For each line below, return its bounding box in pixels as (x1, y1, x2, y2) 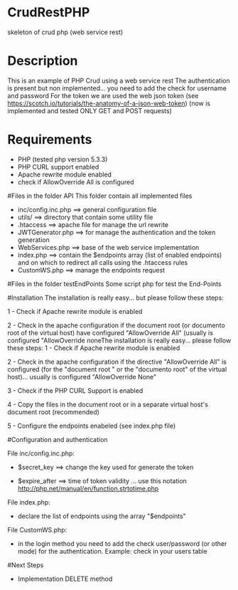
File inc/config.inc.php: (7, 449, 75, 458)
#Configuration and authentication (7, 435, 108, 443)
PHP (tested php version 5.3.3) (17, 154, 108, 164)
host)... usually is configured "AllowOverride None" (7, 372, 157, 381)
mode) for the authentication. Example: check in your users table (17, 547, 207, 555)
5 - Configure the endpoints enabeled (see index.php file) (7, 421, 176, 430)
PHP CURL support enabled (17, 162, 99, 171)
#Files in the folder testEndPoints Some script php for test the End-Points (7, 279, 222, 288)
